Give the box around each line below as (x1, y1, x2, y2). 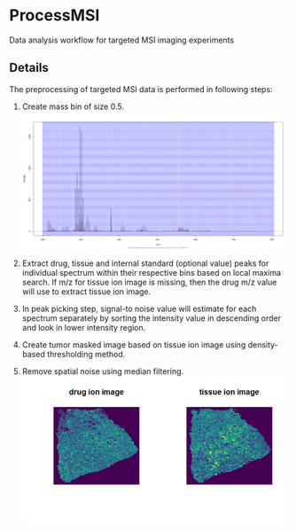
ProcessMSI (9, 5, 100, 26)
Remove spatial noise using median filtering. (21, 365, 184, 377)
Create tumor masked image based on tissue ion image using (21, 339, 246, 350)
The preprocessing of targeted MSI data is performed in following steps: (9, 83, 273, 94)
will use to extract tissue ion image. (21, 285, 152, 297)
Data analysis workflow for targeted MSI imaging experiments (9, 35, 235, 45)
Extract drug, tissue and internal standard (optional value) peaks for (21, 258, 269, 269)
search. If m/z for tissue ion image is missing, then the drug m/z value (21, 277, 277, 287)
